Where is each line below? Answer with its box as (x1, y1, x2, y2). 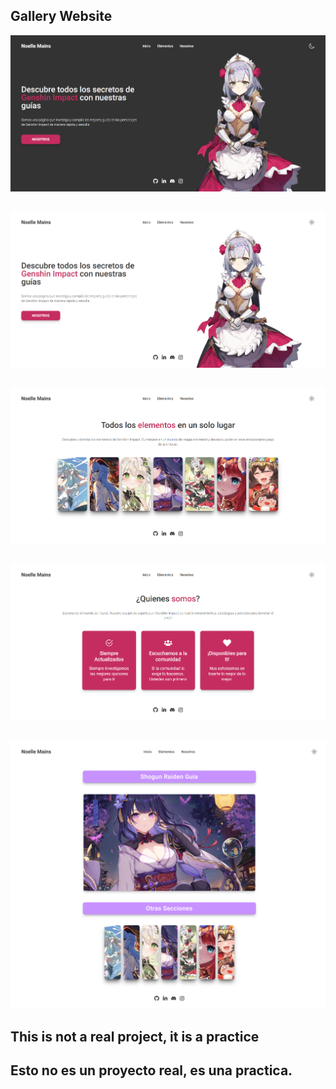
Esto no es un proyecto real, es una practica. (10, 1062, 293, 1079)
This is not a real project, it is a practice (10, 1029, 260, 1046)
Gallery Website (10, 8, 113, 25)
